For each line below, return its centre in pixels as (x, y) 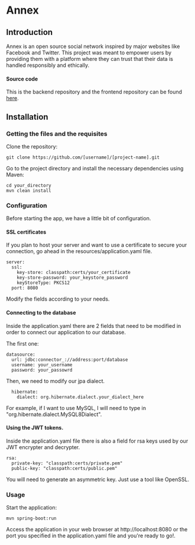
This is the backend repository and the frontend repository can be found (94, 92)
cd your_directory (29, 185)
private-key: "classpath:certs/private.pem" (67, 463)
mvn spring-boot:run (32, 518)
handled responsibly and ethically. (48, 65)
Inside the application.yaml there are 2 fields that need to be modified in (94, 325)
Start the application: (32, 508)
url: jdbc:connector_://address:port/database (70, 359)
